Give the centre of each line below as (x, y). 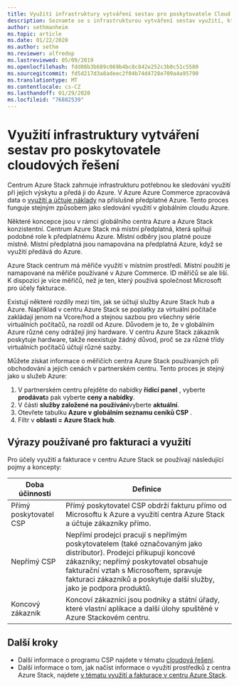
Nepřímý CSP (33, 561)
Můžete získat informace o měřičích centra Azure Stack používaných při (113, 360)
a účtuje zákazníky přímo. (108, 523)
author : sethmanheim (38, 27)
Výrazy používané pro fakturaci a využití (99, 443)
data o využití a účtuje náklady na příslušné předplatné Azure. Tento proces (118, 200)
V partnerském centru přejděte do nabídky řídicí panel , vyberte (111, 390)
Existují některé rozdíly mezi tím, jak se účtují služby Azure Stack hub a (111, 301)
